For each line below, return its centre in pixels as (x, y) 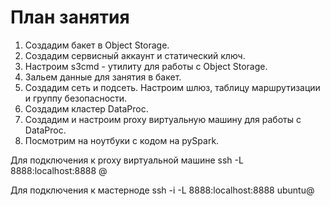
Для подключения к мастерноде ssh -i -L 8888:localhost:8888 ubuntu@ (162, 190)
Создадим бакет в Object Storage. (97, 45)
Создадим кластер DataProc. (86, 108)
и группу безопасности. (76, 98)
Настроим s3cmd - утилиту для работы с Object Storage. (146, 66)
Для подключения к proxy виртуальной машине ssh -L (127, 160)
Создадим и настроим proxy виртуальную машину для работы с (163, 119)
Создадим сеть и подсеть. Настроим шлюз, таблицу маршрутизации (172, 87)
